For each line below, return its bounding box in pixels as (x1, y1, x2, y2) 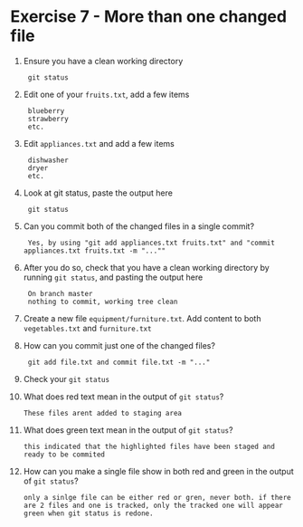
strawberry (27, 114, 69, 123)
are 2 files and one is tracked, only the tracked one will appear (23, 501, 283, 510)
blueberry (27, 106, 65, 115)
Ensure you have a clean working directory (23, 55, 184, 66)
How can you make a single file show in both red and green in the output (23, 465, 295, 476)
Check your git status (23, 373, 110, 384)
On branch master (27, 289, 93, 298)
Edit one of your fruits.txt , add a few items (23, 89, 190, 100)
